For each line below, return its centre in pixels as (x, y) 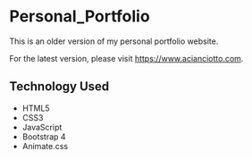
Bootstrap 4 (44, 137)
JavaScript (42, 127)
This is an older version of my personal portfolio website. (114, 41)
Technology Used (59, 87)
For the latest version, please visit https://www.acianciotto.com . (126, 58)
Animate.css (45, 146)
